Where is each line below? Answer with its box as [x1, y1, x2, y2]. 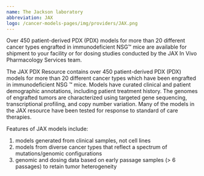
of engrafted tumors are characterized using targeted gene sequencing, [6, 94, 188, 101]
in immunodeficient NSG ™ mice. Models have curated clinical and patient [6, 81, 191, 88]
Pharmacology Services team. [6, 56, 82, 64]
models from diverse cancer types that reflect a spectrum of [15, 144, 168, 151]
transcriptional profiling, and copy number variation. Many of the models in [6, 100, 195, 108]
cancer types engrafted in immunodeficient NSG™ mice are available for [6, 43, 188, 51]
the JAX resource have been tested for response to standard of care [6, 107, 178, 114]
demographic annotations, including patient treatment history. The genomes [6, 88, 198, 95]
